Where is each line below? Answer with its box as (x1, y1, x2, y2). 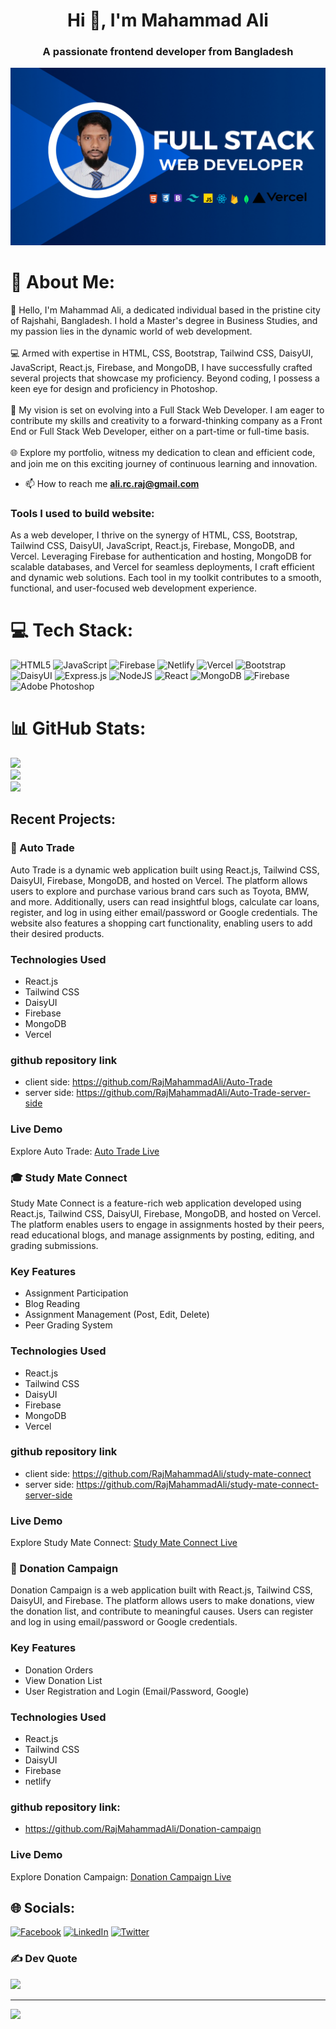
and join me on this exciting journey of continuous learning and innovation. (10, 457, 318, 469)
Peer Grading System (24, 1319, 113, 1331)
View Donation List (24, 1674, 103, 1686)
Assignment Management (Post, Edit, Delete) (24, 1309, 210, 1321)
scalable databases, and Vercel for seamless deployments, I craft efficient (10, 561, 315, 573)
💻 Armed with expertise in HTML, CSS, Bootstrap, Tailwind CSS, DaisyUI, (10, 347, 314, 359)
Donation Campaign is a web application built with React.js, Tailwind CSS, (10, 1584, 313, 1596)
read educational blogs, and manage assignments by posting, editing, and (10, 1229, 315, 1241)
